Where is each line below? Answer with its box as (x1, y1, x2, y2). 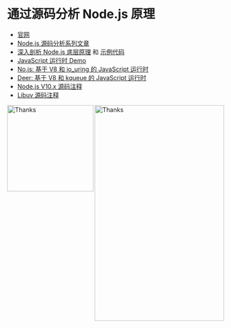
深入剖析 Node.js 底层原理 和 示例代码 (17, 48, 125, 56)
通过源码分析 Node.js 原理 (7, 6, 155, 22)
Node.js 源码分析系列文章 (17, 39, 90, 47)
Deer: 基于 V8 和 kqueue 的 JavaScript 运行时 (17, 73, 147, 81)
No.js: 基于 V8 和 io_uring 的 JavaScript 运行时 (17, 65, 149, 73)
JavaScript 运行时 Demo (17, 56, 86, 64)
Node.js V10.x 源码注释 (17, 82, 83, 90)
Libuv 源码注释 (17, 90, 59, 99)
